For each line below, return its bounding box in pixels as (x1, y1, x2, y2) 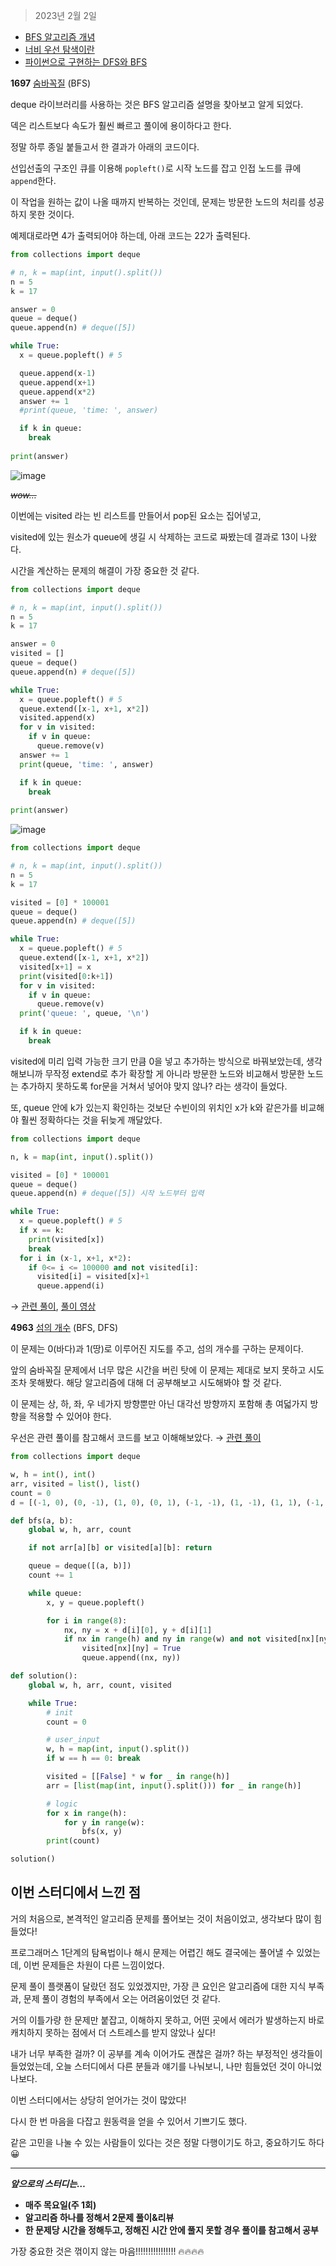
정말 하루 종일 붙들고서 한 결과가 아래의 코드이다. (10, 141, 200, 153)
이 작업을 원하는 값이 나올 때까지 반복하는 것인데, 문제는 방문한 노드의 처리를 (10, 196, 307, 208)
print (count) (46, 1836, 101, 1846)
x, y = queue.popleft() (46, 1597, 145, 1608)
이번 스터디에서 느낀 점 (10, 1884, 142, 1901)
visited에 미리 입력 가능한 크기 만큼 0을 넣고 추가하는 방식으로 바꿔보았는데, (10, 1055, 304, 1067)
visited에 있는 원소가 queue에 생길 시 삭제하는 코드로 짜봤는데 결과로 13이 (10, 530, 299, 543)
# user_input (46, 1735, 101, 1745)
